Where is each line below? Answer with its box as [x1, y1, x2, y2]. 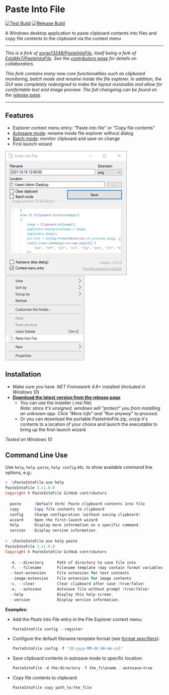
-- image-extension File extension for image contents [10, 576, 132, 581]
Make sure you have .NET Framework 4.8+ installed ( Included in [12, 383, 146, 389]
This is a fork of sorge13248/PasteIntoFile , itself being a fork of [5, 49, 137, 56]
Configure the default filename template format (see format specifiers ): [12, 635, 160, 642]
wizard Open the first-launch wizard [10, 517, 98, 522]
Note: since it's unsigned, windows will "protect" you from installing [20, 405, 160, 411]
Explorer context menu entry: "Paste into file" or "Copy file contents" [12, 125, 155, 131]
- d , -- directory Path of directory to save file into [10, 560, 136, 565]
